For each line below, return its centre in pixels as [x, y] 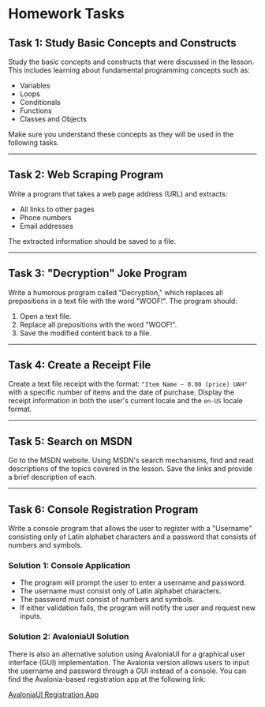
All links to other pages [57, 209]
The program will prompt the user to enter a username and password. [132, 583]
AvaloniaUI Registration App [54, 694]
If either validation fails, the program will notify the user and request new [138, 608]
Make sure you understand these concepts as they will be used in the [121, 134]
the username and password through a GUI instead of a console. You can [127, 671]
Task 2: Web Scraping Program [86, 175]
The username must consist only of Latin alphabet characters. [121, 591]
